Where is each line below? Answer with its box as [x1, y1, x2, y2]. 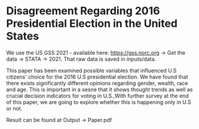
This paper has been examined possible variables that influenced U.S [6, 67, 177, 74]
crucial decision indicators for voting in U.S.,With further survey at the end [6, 92, 189, 99]
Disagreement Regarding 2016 [6, 4, 160, 18]
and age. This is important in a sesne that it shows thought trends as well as [6, 86, 193, 93]
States [6, 30, 39, 43]
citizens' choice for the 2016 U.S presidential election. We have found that [6, 73, 188, 80]
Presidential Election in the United [6, 17, 178, 30]
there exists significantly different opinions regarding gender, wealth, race [6, 79, 188, 87]
